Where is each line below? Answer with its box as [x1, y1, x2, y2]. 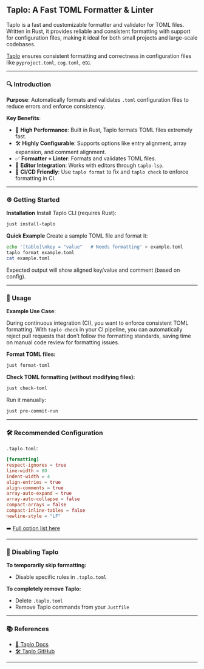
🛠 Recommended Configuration [6, 428, 103, 437]
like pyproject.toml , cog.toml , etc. [6, 58, 92, 66]
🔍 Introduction [6, 80, 52, 88]
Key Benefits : [6, 115, 41, 122]
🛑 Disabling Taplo [6, 548, 59, 556]
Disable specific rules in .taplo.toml [15, 573, 107, 581]
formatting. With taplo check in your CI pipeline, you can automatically [6, 326, 183, 333]
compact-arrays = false [6, 502, 67, 508]
